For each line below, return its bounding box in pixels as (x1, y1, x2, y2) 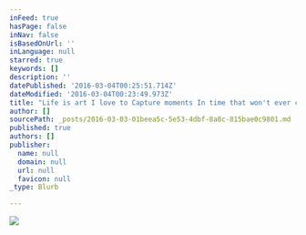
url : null (17, 166, 55, 175)
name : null (17, 148, 59, 158)
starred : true (9, 56, 64, 65)
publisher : (9, 140, 51, 149)
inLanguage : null (9, 47, 76, 56)
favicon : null (17, 174, 71, 183)
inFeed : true (9, 13, 59, 23)
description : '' (9, 73, 71, 82)
